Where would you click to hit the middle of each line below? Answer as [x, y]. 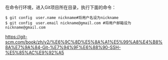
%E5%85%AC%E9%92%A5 [34, 52]
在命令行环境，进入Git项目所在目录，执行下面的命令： [61, 7]
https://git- [16, 37]
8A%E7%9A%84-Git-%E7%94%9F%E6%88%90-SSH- [63, 47]
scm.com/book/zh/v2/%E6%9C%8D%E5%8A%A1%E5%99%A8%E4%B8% [84, 42]
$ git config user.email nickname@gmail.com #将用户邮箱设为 [68, 23]
